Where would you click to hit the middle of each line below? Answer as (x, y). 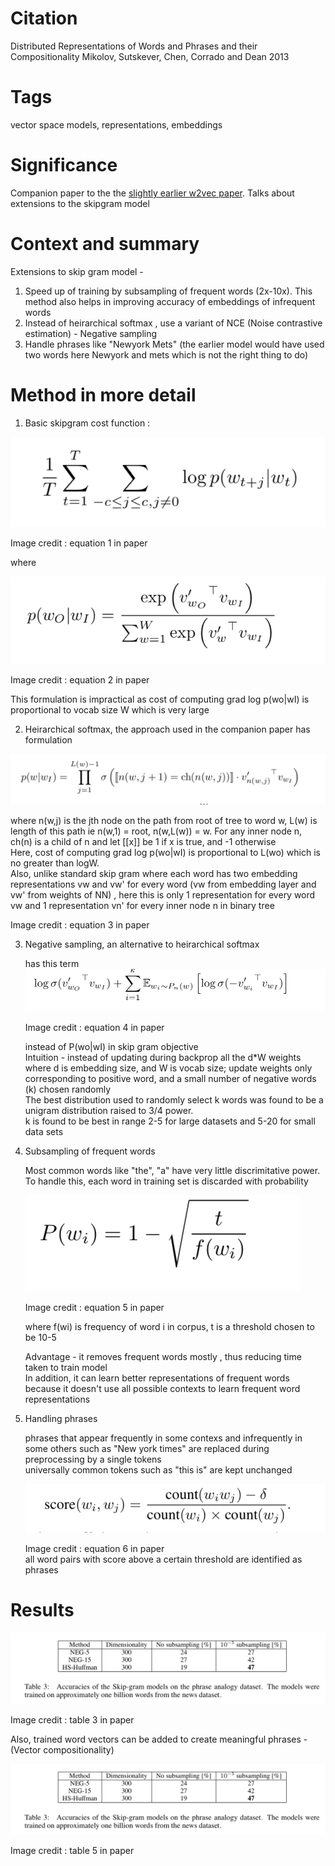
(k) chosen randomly (68, 1089)
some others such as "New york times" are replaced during (147, 1449)
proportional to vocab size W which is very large (110, 710)
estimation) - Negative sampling (91, 333)
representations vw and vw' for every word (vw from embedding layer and (163, 884)
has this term (52, 963)
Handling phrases (61, 1419)
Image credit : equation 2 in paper (80, 680)
